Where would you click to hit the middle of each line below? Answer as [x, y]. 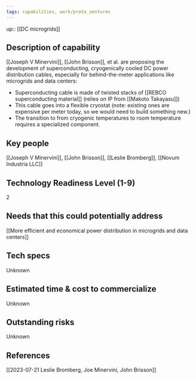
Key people [28, 143]
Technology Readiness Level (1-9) [71, 183]
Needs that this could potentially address [85, 216]
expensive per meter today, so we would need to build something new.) [103, 112]
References [28, 355]
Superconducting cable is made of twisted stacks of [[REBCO [91, 93]
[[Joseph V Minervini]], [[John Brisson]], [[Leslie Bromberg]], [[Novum [93, 158]
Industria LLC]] [24, 164]
